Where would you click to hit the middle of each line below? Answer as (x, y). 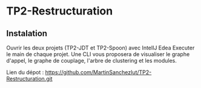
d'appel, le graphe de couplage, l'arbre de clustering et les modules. (91, 61)
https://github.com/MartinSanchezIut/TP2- (98, 72)
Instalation (27, 33)
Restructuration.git (29, 79)
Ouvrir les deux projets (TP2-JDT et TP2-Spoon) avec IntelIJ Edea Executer (100, 48)
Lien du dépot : (25, 72)
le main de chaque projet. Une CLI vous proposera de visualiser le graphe (98, 54)
